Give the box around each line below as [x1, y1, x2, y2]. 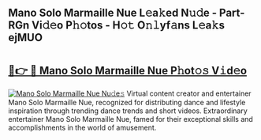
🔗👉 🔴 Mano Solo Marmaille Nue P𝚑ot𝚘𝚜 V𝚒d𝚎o [8, 63, 247, 78]
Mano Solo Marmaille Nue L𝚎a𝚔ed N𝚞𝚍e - [8, 6, 218, 20]
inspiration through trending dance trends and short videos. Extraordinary [8, 106, 248, 115]
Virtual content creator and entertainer [126, 89, 252, 98]
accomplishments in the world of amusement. [8, 123, 157, 132]
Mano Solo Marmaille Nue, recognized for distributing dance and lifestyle [8, 98, 246, 107]
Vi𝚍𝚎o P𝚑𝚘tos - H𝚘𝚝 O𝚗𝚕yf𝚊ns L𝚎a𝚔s [31, 19, 225, 32]
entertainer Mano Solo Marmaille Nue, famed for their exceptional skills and [8, 115, 254, 123]
